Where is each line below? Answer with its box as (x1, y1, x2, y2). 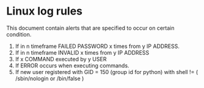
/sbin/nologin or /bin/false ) (15, 75, 84, 82)
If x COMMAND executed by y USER (15, 55, 107, 63)
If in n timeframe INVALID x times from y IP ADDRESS (15, 49, 150, 56)
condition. (6, 30, 32, 38)
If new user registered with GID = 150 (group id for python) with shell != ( (15, 68, 199, 75)
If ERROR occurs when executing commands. (15, 62, 129, 69)
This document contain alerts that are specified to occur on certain (6, 24, 175, 32)
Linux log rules (6, 4, 83, 18)
